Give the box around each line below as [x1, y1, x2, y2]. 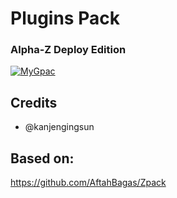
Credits [10, 94, 58, 111]
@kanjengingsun [24, 121, 95, 133]
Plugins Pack [10, 7, 120, 30]
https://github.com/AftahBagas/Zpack [10, 177, 167, 189]
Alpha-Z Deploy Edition [10, 43, 127, 57]
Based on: [10, 150, 75, 167]
